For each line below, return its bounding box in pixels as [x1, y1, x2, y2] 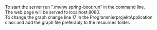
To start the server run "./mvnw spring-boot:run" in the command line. [5, 4, 145, 10]
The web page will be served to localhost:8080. [5, 9, 101, 15]
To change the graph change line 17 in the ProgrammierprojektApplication [5, 15, 153, 20]
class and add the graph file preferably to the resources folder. [5, 19, 130, 25]
